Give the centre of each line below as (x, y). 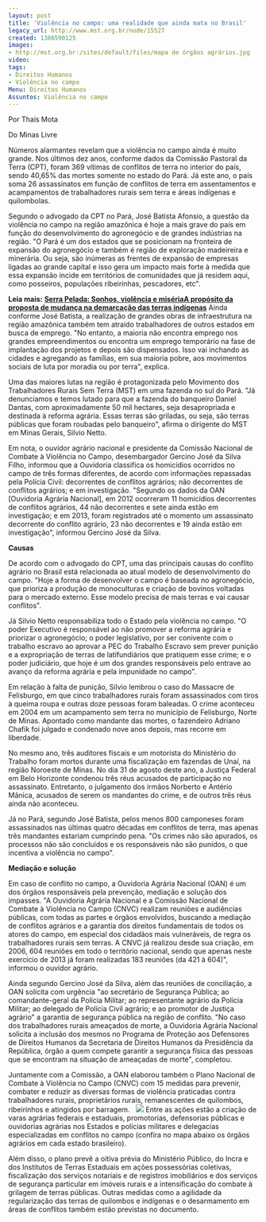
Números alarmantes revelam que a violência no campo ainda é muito (122, 150)
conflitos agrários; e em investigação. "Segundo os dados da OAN (116, 490)
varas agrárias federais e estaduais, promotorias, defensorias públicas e (126, 1118)
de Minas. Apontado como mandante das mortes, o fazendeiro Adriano (124, 721)
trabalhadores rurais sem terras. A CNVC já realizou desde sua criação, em (131, 943)
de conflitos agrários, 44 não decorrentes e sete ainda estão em (114, 507)
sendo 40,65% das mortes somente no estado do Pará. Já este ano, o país (130, 176)
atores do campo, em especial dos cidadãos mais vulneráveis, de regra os (130, 934)
